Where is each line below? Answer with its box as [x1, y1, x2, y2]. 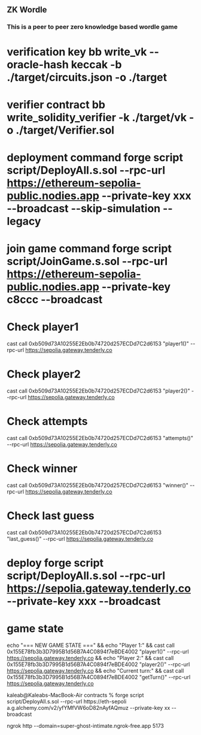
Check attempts [7, 415, 88, 428]
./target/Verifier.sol [15, 123, 115, 137]
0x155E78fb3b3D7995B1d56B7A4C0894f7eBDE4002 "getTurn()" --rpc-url [7, 673, 191, 680]
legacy [7, 214, 41, 228]
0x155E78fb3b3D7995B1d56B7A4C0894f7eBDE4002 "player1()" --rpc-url [7, 647, 189, 655]
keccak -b [71, 58, 122, 71]
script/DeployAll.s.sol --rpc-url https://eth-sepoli [7, 698, 127, 705]
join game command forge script [7, 242, 172, 255]
